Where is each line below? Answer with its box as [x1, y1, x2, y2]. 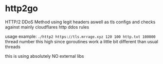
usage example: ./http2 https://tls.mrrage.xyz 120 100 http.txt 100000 [5, 33, 156, 39]
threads [5, 44, 21, 49]
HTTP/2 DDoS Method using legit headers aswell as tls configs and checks [5, 19, 156, 25]
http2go [5, 3, 38, 14]
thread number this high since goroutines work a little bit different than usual [5, 38, 159, 44]
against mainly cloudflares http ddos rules [5, 24, 89, 30]
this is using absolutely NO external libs [5, 53, 84, 59]
